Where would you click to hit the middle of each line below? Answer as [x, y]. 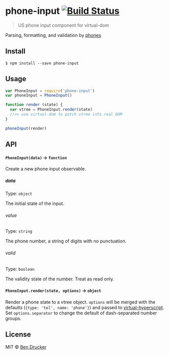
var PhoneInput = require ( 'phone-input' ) [50, 91]
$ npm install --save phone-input [42, 63]
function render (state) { [34, 105]
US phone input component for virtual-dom [63, 25]
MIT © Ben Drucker [26, 347]
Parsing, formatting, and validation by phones [53, 35]
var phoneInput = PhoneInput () [39, 96]
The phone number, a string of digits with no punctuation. [66, 241]
